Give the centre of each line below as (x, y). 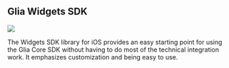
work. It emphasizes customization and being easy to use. (93, 57)
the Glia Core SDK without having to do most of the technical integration (113, 50)
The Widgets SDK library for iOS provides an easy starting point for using (115, 42)
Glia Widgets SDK (47, 12)
